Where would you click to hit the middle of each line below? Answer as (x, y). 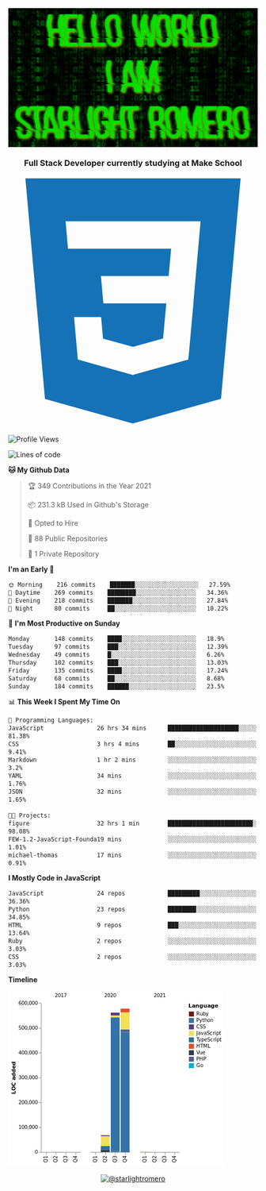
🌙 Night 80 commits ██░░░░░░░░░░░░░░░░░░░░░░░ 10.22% (118, 608)
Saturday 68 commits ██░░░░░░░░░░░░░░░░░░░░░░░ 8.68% (116, 678)
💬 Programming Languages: (51, 720)
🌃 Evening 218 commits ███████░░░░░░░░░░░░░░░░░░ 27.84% (118, 600)
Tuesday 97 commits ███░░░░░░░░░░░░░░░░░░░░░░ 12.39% (118, 646)
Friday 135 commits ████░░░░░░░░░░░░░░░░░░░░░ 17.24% (118, 670)
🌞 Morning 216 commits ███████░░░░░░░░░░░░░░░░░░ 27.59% (120, 584)
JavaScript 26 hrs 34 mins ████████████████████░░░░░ (133, 728)
